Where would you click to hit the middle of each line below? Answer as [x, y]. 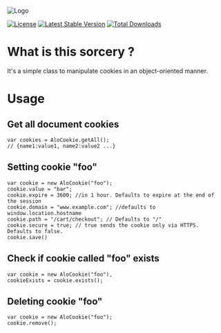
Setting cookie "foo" [52, 167]
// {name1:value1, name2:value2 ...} [61, 146]
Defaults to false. [35, 231]
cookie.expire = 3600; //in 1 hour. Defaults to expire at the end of [111, 195]
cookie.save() [28, 237]
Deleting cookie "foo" [55, 301]
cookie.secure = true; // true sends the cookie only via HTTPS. [103, 225]
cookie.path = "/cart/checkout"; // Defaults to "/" [85, 219]
